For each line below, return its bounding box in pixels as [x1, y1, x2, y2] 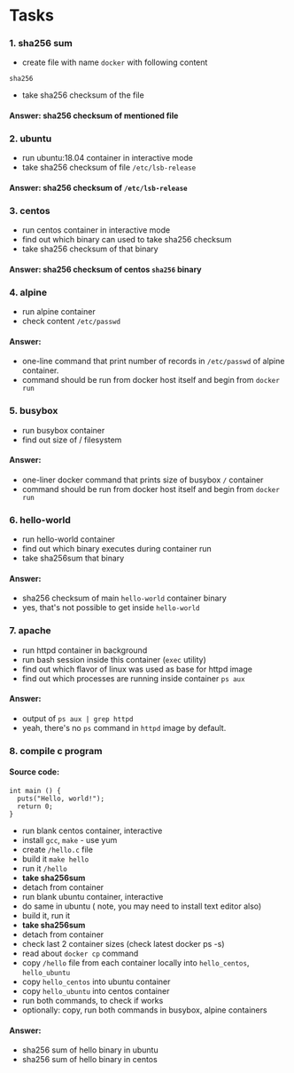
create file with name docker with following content [21, 57, 208, 68]
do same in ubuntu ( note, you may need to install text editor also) [21, 901, 262, 911]
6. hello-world [9, 513, 71, 526]
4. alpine [9, 286, 47, 298]
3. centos [9, 204, 50, 217]
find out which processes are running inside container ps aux [21, 672, 245, 684]
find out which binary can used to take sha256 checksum [21, 234, 232, 245]
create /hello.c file [21, 844, 93, 854]
